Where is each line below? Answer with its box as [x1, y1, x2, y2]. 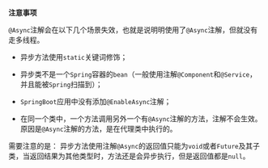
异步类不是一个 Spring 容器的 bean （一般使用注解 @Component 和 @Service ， [19, 69, 257, 79]
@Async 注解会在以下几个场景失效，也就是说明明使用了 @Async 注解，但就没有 [8, 25, 257, 35]
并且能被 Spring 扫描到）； [19, 80, 103, 89]
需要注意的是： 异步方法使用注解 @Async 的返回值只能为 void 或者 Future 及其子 [8, 141, 261, 150]
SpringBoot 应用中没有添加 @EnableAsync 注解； [19, 97, 172, 106]
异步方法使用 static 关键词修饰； [19, 52, 128, 61]
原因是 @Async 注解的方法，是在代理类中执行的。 [19, 124, 177, 133]
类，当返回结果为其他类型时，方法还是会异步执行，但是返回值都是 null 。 [8, 151, 250, 161]
